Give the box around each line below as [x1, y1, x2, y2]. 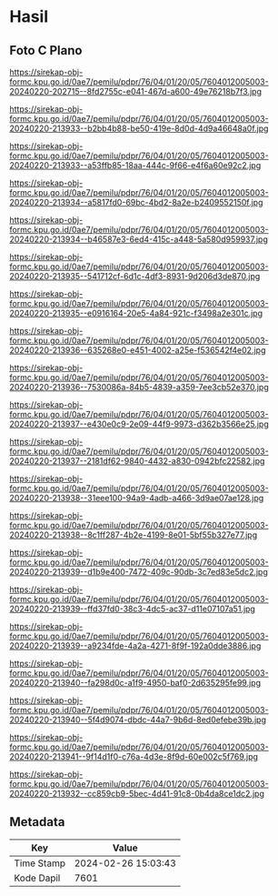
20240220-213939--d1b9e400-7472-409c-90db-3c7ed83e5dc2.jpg [9, 567, 268, 577]
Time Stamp [14, 857, 66, 870]
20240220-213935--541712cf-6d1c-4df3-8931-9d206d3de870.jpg [9, 271, 261, 281]
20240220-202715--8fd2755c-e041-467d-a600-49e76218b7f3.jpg [9, 86, 262, 96]
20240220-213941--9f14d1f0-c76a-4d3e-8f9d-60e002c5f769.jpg [9, 751, 259, 761]
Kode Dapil [14, 871, 61, 884]
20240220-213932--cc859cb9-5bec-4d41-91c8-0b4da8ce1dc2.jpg [9, 789, 265, 799]
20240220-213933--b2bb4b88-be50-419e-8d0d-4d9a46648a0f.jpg [9, 123, 269, 134]
